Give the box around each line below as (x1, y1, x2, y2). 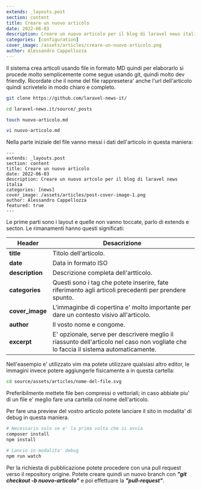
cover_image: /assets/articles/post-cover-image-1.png (6, 192, 146, 198)
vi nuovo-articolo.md (6, 127, 60, 134)
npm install (6, 437, 36, 443)
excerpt (9, 337, 32, 346)
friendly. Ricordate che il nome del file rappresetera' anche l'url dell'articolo (6, 77, 193, 84)
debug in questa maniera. (6, 414, 69, 421)
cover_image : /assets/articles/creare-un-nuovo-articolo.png (6, 43, 162, 49)
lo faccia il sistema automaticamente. (53, 345, 157, 354)
